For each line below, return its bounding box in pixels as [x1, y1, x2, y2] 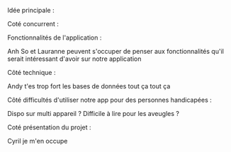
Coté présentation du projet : [7, 123, 91, 131]
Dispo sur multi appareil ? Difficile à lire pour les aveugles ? [7, 110, 179, 117]
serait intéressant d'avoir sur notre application [7, 54, 142, 63]
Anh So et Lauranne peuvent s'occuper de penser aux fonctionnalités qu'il [7, 47, 225, 55]
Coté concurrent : [7, 20, 59, 28]
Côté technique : [7, 69, 56, 76]
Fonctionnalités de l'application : [7, 33, 102, 42]
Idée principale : [7, 6, 55, 14]
